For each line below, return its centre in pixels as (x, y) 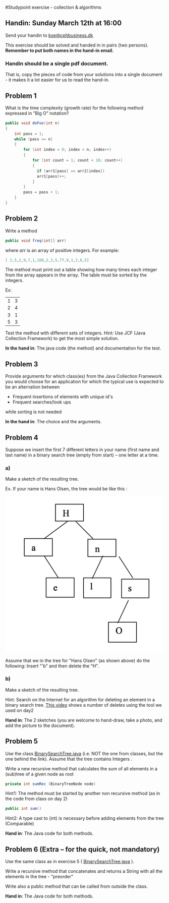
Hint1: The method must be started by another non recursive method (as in (83, 794)
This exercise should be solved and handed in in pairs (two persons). (77, 45)
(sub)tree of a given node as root (40, 774)
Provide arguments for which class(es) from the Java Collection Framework (84, 376)
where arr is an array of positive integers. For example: (62, 250)
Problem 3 (22, 364)
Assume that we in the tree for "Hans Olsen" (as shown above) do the (78, 660)
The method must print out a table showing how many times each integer (81, 270)
